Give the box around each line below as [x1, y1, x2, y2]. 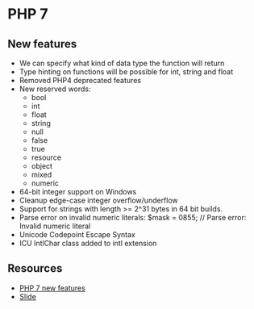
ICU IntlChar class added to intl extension [19, 239, 157, 248]
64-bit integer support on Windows [19, 187, 137, 196]
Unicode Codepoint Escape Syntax [19, 230, 136, 239]
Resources [7, 261, 63, 275]
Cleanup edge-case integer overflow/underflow [19, 195, 178, 205]
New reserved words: [19, 84, 91, 94]
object [31, 161, 53, 170]
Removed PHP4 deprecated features [19, 76, 142, 85]
